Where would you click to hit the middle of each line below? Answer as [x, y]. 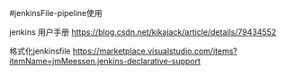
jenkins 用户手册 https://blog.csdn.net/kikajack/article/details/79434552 [143, 32]
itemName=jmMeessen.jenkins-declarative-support [105, 61]
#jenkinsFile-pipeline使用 [56, 13]
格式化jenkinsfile [40, 51]
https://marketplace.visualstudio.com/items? [155, 51]
